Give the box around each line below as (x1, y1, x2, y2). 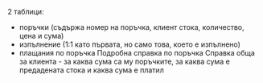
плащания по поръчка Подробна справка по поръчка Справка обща (18, 48, 255, 57)
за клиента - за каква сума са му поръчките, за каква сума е (18, 56, 230, 66)
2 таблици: (7, 7, 45, 16)
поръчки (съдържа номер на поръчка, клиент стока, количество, (18, 23, 245, 31)
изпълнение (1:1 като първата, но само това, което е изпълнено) (18, 39, 240, 49)
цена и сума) (18, 31, 64, 40)
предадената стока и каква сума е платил (18, 65, 164, 75)
